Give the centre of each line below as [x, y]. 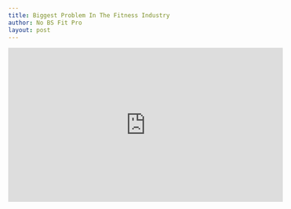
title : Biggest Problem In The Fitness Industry [89, 15]
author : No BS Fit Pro [45, 23]
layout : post [29, 30]
